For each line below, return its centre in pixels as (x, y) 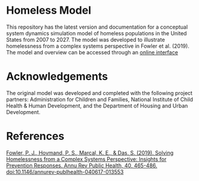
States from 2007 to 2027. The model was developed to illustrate (85, 39)
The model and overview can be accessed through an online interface (92, 52)
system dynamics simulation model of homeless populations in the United (97, 33)
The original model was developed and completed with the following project (99, 93)
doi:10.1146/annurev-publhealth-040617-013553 (65, 171)
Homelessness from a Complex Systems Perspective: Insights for (86, 159)
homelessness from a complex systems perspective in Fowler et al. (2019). (98, 46)
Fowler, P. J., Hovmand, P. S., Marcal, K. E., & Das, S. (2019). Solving (90, 152)
